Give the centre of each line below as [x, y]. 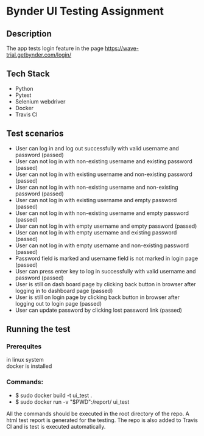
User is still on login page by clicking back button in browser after [97, 297]
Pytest [23, 95]
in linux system [25, 360]
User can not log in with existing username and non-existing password [104, 174]
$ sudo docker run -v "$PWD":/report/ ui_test [72, 402]
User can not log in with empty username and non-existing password [102, 245]
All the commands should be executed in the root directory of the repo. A [98, 413]
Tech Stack [28, 74]
